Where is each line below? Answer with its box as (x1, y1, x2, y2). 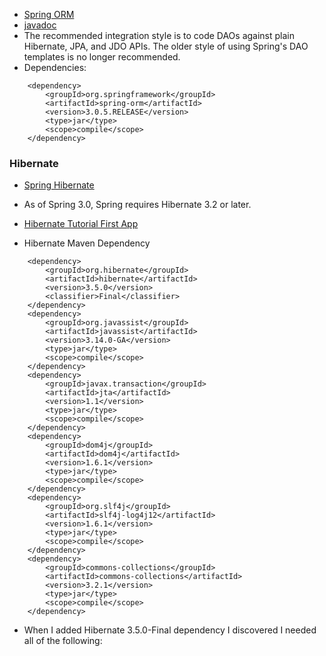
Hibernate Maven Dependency (23, 237, 151, 249)
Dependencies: (23, 62, 87, 73)
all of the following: (23, 635, 103, 647)
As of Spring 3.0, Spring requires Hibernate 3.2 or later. (23, 199, 252, 211)
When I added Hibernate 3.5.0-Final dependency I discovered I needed (23, 624, 317, 636)
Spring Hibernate (23, 179, 95, 191)
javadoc (23, 19, 57, 31)
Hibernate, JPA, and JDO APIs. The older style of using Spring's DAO (23, 40, 309, 52)
